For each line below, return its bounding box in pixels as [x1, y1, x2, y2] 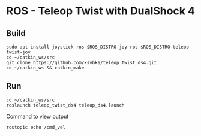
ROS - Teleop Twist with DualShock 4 [6, 4, 195, 18]
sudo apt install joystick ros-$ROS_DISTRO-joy [6, 44, 128, 50]
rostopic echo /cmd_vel [6, 124, 66, 130]
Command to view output [6, 113, 69, 120]
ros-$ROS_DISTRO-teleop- [130, 44, 192, 50]
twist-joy [6, 49, 31, 55]
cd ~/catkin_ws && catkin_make [6, 65, 85, 71]
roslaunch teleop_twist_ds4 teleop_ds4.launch [6, 102, 125, 108]
